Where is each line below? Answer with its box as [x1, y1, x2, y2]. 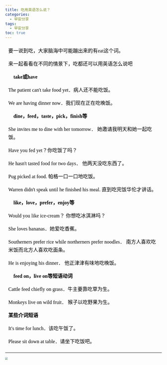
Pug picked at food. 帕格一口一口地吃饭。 [8, 174, 98, 179]
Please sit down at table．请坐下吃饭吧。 [8, 339, 95, 344]
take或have [13, 74, 38, 80]
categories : [5, 12, 30, 17]
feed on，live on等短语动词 [13, 273, 73, 279]
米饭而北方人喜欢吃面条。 [8, 247, 69, 253]
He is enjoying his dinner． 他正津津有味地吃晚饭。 [8, 260, 119, 266]
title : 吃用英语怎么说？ [5, 7, 51, 12]
